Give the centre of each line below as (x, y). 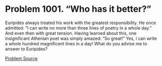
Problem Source (21, 58)
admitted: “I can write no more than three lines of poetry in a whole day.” (79, 28)
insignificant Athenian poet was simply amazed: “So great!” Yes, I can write (81, 38)
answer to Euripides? (26, 49)
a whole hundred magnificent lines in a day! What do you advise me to (76, 43)
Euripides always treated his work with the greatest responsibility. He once (81, 23)
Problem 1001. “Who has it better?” (78, 9)
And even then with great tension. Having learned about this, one (71, 33)
